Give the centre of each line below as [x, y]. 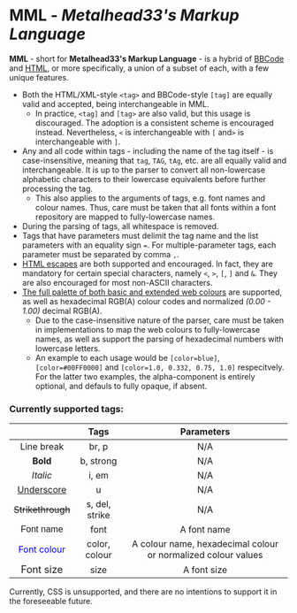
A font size [205, 570]
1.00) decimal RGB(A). [62, 310]
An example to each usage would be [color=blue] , [127, 357]
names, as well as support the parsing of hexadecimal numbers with [160, 339]
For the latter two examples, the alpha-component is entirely [145, 376]
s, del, [99, 504]
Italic [42, 476]
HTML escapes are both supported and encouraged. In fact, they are [148, 264]
